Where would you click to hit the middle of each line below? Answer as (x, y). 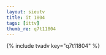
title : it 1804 (26, 18)
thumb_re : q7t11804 (31, 29)
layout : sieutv (26, 12)
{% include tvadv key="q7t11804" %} (53, 46)
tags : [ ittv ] (23, 23)
